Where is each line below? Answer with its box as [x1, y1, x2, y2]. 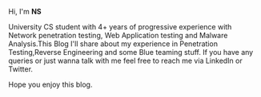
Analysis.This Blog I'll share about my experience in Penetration [8, 39, 219, 48]
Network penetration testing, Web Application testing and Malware [8, 31, 228, 40]
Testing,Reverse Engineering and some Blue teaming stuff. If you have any [8, 48, 254, 56]
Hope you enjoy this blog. [8, 80, 93, 89]
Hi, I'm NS [8, 7, 42, 16]
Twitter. [8, 64, 34, 74]
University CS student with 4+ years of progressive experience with [8, 22, 232, 31]
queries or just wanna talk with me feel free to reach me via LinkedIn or [8, 56, 243, 65]
